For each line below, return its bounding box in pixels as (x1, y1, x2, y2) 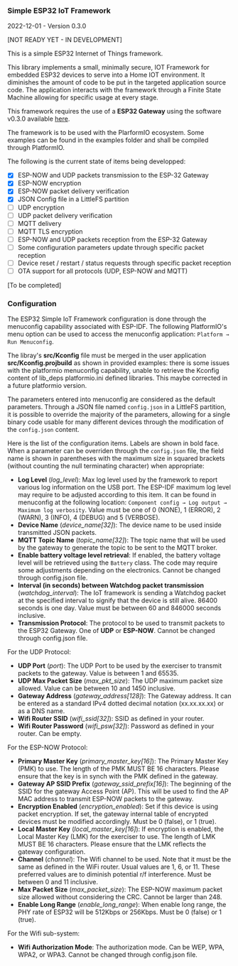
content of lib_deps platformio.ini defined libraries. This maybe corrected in (7, 374, 228, 382)
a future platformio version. (7, 381, 87, 390)
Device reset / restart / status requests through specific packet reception (17, 259, 232, 267)
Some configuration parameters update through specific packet (17, 243, 205, 251)
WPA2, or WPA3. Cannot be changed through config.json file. (17, 950, 198, 959)
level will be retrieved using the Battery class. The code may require (17, 558, 218, 567)
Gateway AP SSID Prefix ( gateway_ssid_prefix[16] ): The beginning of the (17, 780, 232, 788)
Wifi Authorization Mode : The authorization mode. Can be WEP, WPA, (17, 943, 225, 952)
